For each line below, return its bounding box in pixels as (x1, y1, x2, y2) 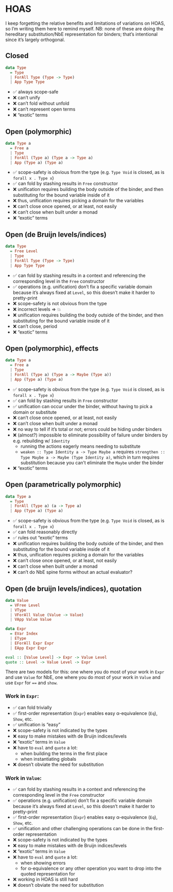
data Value (5, 598, 29, 603)
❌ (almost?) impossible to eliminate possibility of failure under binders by (12, 432, 168, 438)
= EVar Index (10, 631, 38, 636)
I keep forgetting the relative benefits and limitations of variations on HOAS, (5, 20, 166, 26)
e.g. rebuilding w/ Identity (12, 438, 70, 444)
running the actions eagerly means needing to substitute (20, 443, 141, 449)
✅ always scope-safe (12, 89, 59, 95)
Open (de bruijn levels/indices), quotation (5, 584, 142, 593)
